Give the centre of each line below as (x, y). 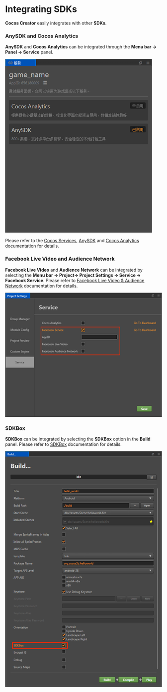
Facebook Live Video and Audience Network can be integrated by (74, 270)
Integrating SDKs (41, 9)
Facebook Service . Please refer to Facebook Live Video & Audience (75, 280)
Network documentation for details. (42, 286)
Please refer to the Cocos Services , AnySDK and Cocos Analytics (72, 241)
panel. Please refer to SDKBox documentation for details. (63, 444)
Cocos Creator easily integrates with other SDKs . (56, 23)
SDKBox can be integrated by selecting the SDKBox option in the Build (78, 439)
